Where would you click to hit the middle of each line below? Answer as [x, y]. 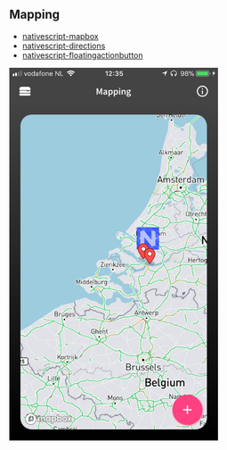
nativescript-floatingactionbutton [82, 55]
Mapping [35, 15]
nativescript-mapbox [61, 36]
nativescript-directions [64, 46]
